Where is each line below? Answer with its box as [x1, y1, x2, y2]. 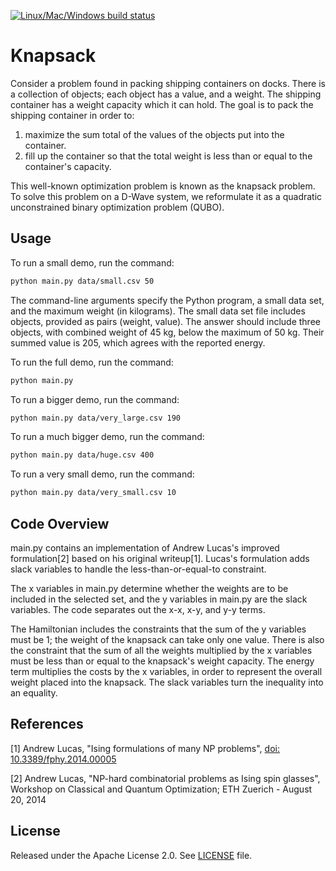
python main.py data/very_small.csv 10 [10, 488, 177, 498]
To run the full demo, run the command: [10, 356, 174, 368]
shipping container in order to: [10, 109, 135, 121]
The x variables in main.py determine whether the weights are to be [10, 582, 289, 594]
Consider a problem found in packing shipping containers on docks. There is [10, 77, 326, 89]
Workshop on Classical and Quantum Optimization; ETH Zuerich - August [10, 783, 313, 795]
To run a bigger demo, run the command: [10, 393, 180, 405]
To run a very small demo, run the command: [10, 468, 195, 480]
